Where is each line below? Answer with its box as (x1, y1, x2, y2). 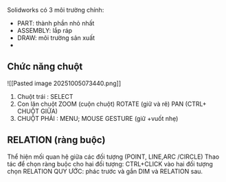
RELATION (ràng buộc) (7, 134, 106, 146)
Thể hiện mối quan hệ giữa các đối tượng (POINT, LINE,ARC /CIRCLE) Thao (7, 152, 220, 161)
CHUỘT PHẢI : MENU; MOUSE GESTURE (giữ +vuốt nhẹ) (16, 114, 179, 122)
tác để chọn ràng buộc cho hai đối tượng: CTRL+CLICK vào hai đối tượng (7, 159, 213, 168)
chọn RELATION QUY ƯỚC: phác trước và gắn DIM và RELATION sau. (7, 167, 203, 175)
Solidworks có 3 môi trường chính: (7, 6, 104, 14)
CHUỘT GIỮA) (16, 106, 58, 115)
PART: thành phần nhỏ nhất (16, 19, 95, 27)
